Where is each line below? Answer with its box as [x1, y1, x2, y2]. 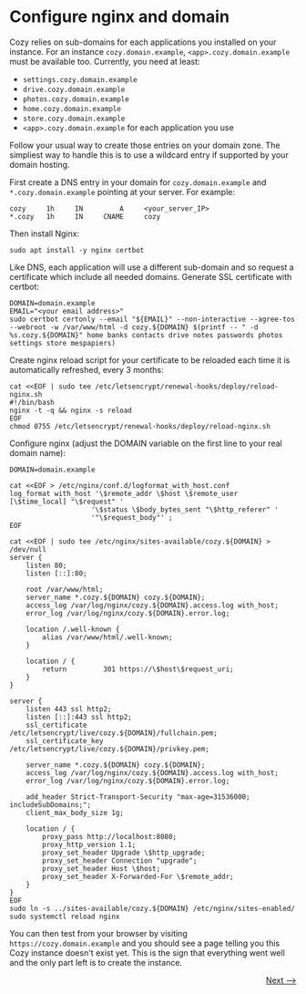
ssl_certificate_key [25, 736, 104, 745]
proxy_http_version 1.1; [42, 840, 137, 849]
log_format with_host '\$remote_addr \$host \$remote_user [9, 489, 239, 498]
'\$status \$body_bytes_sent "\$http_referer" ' [90, 504, 280, 514]
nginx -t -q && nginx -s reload [9, 406, 132, 415]
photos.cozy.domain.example [22, 94, 129, 104]
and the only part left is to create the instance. [9, 957, 183, 968]
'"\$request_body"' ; [90, 513, 173, 522]
